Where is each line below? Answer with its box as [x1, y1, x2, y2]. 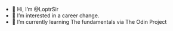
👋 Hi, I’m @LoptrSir [11, 6, 58, 13]
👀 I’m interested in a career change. [11, 12, 100, 19]
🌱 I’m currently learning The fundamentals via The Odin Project [11, 18, 167, 25]
